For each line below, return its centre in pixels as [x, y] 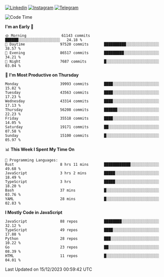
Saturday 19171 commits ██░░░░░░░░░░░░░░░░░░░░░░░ [82, 127]
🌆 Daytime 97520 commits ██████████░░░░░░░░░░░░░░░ [82, 44]
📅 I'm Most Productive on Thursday [42, 75]
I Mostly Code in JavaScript [34, 212]
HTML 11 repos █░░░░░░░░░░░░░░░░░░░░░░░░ [82, 256]
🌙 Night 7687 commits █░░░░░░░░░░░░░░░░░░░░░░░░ [82, 62]
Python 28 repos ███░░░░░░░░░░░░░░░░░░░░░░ [82, 239]
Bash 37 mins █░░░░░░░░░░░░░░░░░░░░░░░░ [82, 190]
